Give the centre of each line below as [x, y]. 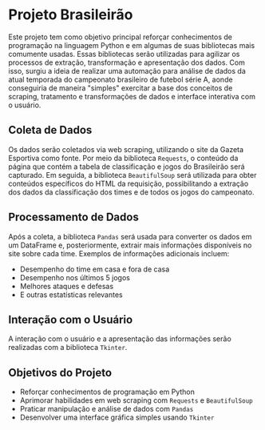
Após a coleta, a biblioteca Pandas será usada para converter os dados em [130, 236]
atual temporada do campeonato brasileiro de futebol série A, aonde [121, 79]
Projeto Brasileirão [71, 15]
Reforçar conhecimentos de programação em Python [107, 392]
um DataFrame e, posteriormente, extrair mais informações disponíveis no [130, 245]
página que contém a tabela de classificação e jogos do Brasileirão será [127, 167]
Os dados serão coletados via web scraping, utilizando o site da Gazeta [126, 149]
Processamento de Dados [74, 217]
